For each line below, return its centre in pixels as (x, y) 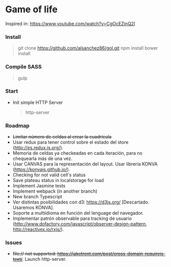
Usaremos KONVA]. (33, 208)
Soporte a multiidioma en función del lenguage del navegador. (78, 213)
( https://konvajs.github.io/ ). (41, 170)
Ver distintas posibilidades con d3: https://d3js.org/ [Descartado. (81, 202)
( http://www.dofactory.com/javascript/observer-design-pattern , (80, 224)
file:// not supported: (34, 254)
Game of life (31, 9)
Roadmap (17, 126)
